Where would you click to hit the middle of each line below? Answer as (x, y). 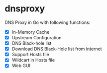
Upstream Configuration (37, 37)
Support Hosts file (30, 55)
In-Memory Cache (31, 32)
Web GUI (21, 66)
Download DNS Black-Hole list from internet (57, 49)
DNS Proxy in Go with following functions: (48, 22)
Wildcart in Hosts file (33, 60)
